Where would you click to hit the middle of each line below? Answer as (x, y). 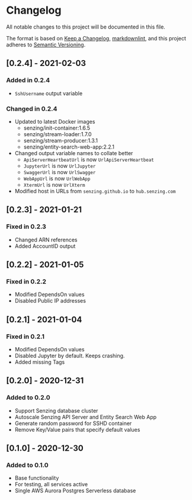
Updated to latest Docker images (55, 121)
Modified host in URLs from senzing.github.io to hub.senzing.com (95, 191)
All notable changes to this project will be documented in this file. (86, 27)
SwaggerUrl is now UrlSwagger (60, 172)
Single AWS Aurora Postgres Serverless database (75, 490)
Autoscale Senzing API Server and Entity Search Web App (86, 417)
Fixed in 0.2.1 (25, 337)
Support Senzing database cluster (56, 410)
